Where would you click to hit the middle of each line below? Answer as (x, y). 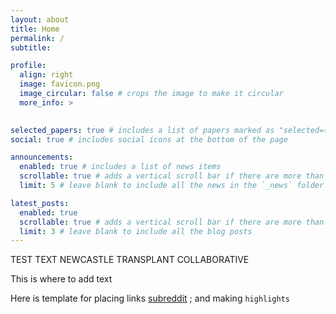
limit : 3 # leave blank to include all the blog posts (136, 231)
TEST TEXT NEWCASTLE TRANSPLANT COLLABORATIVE (130, 260)
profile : (28, 66)
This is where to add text (61, 279)
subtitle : (31, 47)
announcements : (42, 157)
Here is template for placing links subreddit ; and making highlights (150, 298)
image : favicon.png (60, 84)
